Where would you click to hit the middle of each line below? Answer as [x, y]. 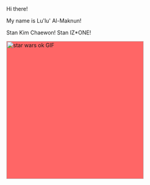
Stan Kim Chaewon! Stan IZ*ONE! [49, 32]
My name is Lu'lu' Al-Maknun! [44, 21]
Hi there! [17, 9]
